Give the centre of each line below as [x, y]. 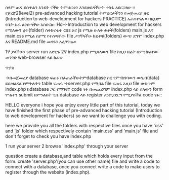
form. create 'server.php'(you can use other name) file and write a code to [83, 161]
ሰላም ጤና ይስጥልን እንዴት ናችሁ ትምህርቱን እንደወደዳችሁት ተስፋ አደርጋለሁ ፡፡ [70, 7]
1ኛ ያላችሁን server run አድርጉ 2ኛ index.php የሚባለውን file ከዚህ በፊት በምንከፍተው [82, 52]
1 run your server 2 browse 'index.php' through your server [67, 146]
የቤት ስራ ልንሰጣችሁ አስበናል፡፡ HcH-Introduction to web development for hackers [83, 24]
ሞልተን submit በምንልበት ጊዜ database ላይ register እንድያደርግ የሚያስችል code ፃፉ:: [84, 95]
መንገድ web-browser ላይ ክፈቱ [34, 57]
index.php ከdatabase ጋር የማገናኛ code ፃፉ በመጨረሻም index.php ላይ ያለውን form [84, 89]
